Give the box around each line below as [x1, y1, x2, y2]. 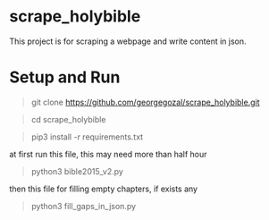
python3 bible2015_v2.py [30, 165, 123, 176]
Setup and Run [9, 67, 121, 88]
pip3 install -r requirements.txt [30, 131, 144, 142]
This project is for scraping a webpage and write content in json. [9, 36, 248, 47]
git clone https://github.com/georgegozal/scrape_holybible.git [30, 97, 260, 107]
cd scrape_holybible [30, 114, 106, 124]
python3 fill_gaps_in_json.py [30, 200, 137, 211]
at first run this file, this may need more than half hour [9, 148, 207, 159]
